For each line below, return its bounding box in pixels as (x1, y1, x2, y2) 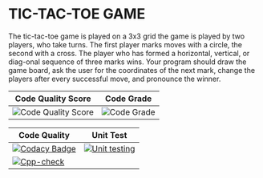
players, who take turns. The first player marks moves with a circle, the (8, 39, 243, 49)
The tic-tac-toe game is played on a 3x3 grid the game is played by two (8, 31, 245, 41)
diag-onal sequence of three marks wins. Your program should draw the (8, 57, 247, 67)
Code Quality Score (14, 93, 91, 104)
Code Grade (105, 93, 152, 104)
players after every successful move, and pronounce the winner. (8, 74, 221, 83)
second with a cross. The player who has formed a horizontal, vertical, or (8, 48, 250, 58)
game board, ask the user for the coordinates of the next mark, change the (8, 65, 255, 75)
